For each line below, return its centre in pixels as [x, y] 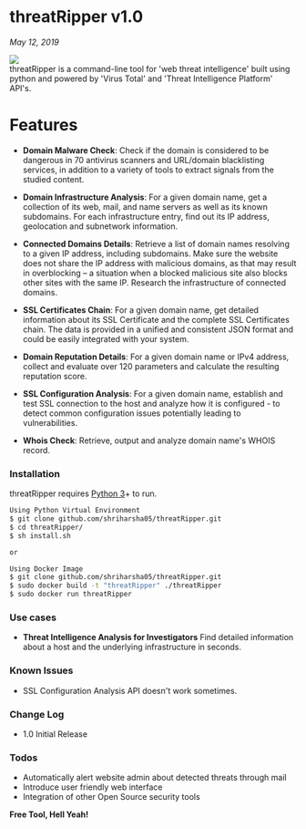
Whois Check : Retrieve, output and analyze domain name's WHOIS [149, 440]
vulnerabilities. [50, 422]
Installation [35, 473]
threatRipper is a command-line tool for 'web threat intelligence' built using [150, 68]
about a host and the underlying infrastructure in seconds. [132, 647]
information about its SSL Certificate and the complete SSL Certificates [156, 319]
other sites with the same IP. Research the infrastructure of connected [154, 282]
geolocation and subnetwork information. [100, 226]
